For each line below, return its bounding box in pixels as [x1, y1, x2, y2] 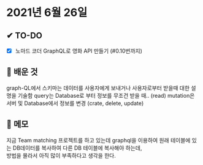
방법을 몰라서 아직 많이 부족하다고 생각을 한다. [6, 152, 117, 159]
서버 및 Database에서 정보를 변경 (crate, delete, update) [6, 99, 144, 107]
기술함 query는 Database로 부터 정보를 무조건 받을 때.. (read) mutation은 [17, 92, 195, 99]
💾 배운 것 [6, 67, 38, 77]
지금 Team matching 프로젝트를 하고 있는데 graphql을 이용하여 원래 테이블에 [6, 136, 191, 144]
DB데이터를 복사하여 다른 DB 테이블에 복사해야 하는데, [12, 144, 142, 152]
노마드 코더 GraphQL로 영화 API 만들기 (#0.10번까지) [15, 47, 143, 54]
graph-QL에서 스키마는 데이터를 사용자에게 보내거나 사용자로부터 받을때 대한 [6, 84, 190, 92]
